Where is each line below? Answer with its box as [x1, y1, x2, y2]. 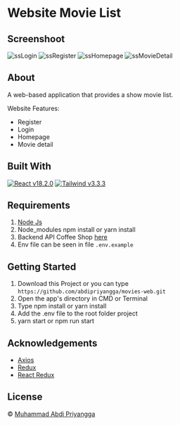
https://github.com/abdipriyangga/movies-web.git [17, 288, 167, 296]
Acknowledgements [7, 337, 98, 349]
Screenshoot [7, 33, 65, 45]
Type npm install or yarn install [17, 302, 107, 310]
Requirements [7, 200, 70, 211]
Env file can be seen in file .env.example [17, 240, 134, 249]
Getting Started [7, 261, 77, 273]
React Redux [17, 371, 55, 379]
